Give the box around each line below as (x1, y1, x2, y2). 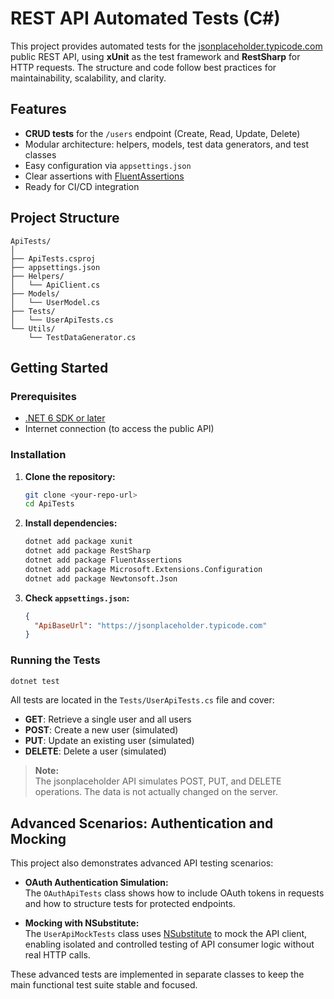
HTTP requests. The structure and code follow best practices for (10, 61, 277, 73)
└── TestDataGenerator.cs (28, 332, 137, 342)
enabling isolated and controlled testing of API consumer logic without (24, 938, 315, 951)
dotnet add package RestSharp (24, 546, 152, 556)
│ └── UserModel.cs (10, 297, 101, 307)
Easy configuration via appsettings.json (24, 159, 192, 171)
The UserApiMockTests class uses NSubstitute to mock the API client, (24, 928, 308, 940)
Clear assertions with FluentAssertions (24, 170, 185, 182)
